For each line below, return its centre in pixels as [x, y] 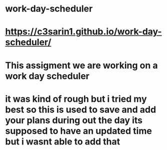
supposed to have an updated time [79, 131]
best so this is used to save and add [81, 110]
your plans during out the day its [74, 120]
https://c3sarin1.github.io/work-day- [83, 32]
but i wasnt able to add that [63, 141]
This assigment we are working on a [81, 65]
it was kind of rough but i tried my [76, 99]
